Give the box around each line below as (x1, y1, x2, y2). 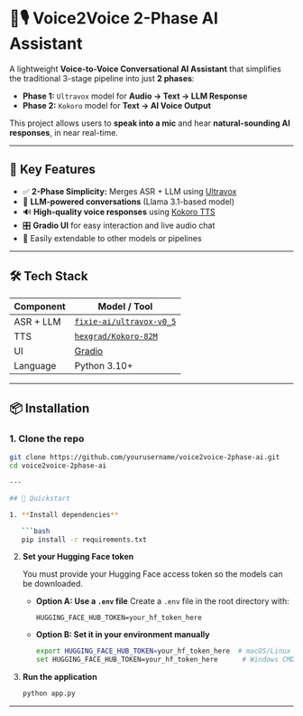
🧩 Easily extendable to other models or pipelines (22, 232, 202, 243)
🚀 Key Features (9, 162, 96, 177)
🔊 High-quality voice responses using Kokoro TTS (22, 206, 216, 217)
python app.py (22, 689, 76, 698)
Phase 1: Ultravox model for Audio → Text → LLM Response (22, 90, 248, 101)
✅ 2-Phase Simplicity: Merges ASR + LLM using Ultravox (22, 185, 237, 196)
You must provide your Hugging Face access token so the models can (22, 569, 283, 579)
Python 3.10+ (74, 359, 133, 372)
